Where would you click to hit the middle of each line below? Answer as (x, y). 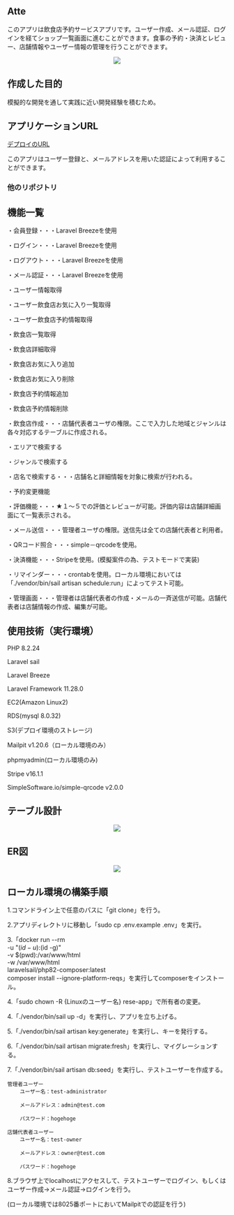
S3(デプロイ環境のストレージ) (50, 730)
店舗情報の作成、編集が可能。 (68, 607)
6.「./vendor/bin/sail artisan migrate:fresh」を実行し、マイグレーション (110, 1046)
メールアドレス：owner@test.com (62, 1154)
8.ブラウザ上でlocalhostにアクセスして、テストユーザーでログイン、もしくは (117, 1181)
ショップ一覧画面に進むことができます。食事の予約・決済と (123, 38)
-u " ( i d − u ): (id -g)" (34, 948)
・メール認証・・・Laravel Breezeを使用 (65, 275)
